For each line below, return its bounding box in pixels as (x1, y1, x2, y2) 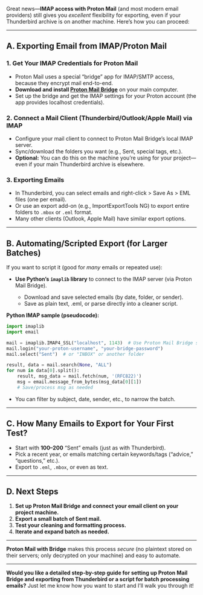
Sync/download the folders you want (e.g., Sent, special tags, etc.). (14, 147, 183, 155)
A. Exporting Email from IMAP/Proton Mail (6, 41, 167, 51)
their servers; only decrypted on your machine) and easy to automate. (6, 552, 181, 559)
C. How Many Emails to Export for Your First (6, 419, 174, 429)
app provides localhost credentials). (14, 98, 105, 106)
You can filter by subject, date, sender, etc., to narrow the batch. (14, 395, 176, 402)
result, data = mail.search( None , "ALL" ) (6, 362, 112, 368)
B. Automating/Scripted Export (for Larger (6, 238, 168, 248)
